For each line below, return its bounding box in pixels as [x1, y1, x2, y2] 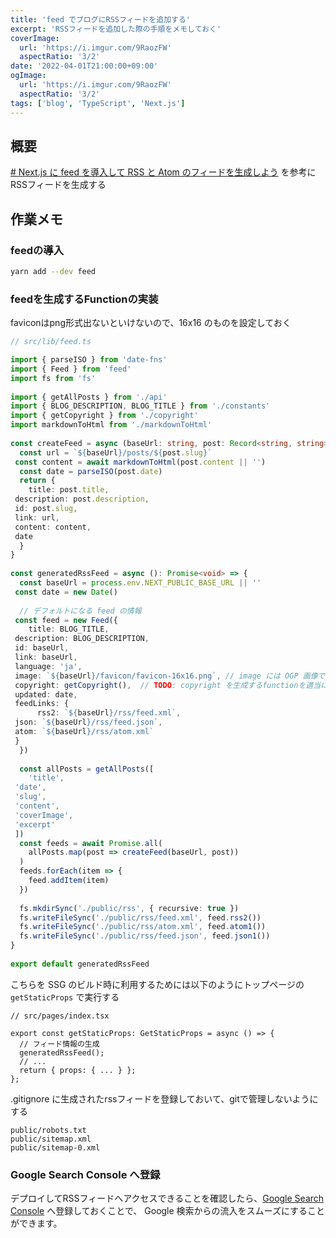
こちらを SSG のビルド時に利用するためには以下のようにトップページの [10, 978, 305, 990]
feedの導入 [10, 243, 65, 257]
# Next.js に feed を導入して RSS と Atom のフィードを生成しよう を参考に [10, 166, 317, 178]
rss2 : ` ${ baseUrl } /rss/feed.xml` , [36, 708, 182, 718]
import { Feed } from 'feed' [10, 364, 132, 374]
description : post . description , [14, 494, 150, 505]
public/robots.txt [10, 1125, 87, 1135]
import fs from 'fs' [10, 373, 97, 383]
